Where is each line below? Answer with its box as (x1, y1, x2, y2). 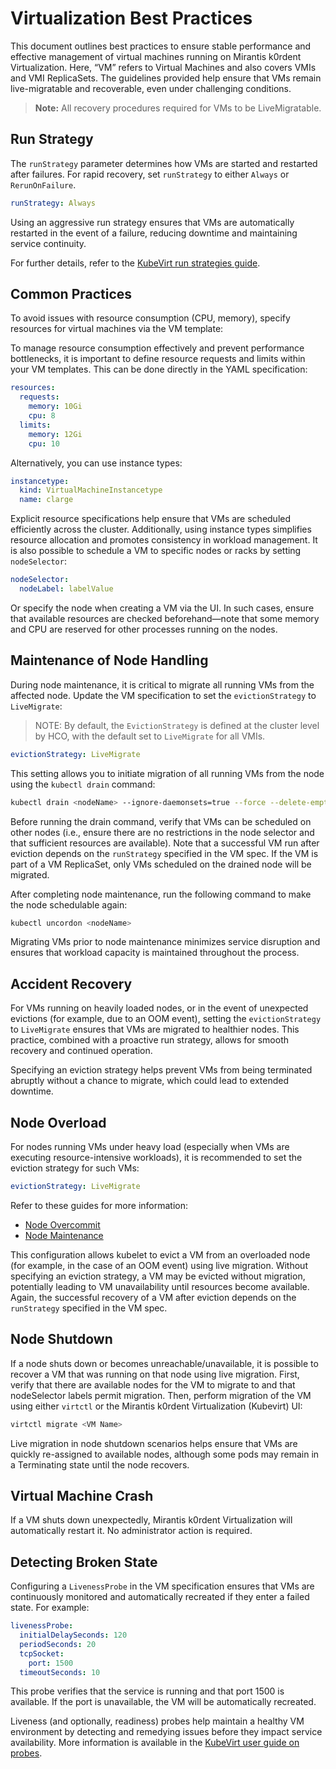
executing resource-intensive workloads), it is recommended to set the (10, 1152, 303, 1163)
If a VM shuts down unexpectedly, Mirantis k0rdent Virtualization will (10, 1514, 293, 1526)
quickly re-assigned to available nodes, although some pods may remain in (10, 1448, 320, 1460)
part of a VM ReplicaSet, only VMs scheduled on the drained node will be (10, 858, 312, 870)
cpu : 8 (28, 411, 56, 421)
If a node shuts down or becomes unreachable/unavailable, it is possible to (10, 1357, 319, 1369)
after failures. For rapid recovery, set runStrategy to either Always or (10, 168, 290, 180)
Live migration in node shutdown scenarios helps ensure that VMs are (10, 1437, 298, 1449)
